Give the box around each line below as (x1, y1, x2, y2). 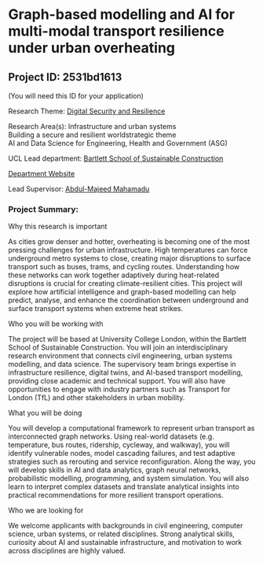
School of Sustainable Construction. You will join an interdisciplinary (8, 343, 228, 352)
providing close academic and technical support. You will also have (8, 376, 226, 386)
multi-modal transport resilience (8, 22, 225, 40)
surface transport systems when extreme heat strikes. (8, 304, 183, 313)
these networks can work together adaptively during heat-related (8, 270, 220, 280)
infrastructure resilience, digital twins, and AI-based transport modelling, (8, 368, 243, 377)
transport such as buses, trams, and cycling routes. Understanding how (8, 262, 240, 272)
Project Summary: (8, 203, 79, 214)
